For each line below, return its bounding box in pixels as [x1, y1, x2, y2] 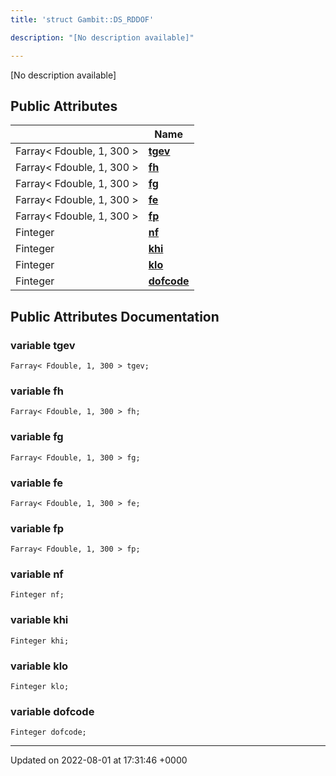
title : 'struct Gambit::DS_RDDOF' [10, 14, 155, 25]
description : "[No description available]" [10, 32, 195, 43]
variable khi [10, 613, 69, 627]
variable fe [10, 476, 64, 490]
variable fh [10, 384, 64, 398]
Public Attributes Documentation [10, 308, 220, 325]
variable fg [10, 430, 64, 444]
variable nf [10, 567, 64, 581]
